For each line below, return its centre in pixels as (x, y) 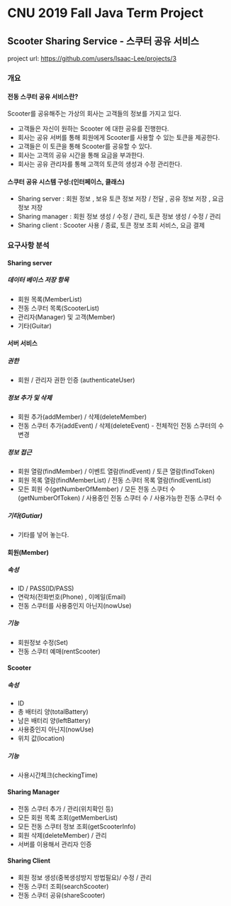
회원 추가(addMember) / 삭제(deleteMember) (82, 417)
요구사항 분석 (28, 245)
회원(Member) (28, 552)
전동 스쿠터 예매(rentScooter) (59, 651)
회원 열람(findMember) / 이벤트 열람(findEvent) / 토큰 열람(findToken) (116, 471)
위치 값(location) (41, 739)
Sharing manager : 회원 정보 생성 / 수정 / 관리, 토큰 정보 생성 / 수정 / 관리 (119, 216)
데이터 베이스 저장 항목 (38, 280)
